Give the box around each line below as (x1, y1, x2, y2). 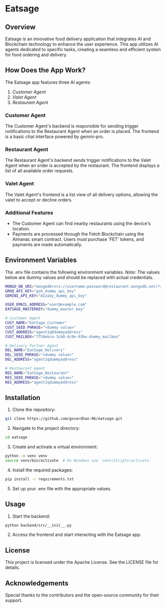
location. (12, 226, 31, 231)
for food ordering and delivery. (5, 52, 68, 58)
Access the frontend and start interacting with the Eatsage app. (12, 532, 142, 538)
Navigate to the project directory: (12, 425, 80, 431)
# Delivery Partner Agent (5, 343, 58, 348)
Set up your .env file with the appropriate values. (12, 485, 112, 491)
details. (5, 564, 20, 571)
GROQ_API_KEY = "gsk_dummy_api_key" (5, 288, 77, 293)
